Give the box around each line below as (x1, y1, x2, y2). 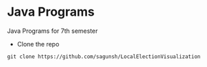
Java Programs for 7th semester (7, 27, 98, 35)
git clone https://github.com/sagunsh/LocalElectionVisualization (7, 53, 201, 60)
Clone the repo (16, 40, 60, 48)
